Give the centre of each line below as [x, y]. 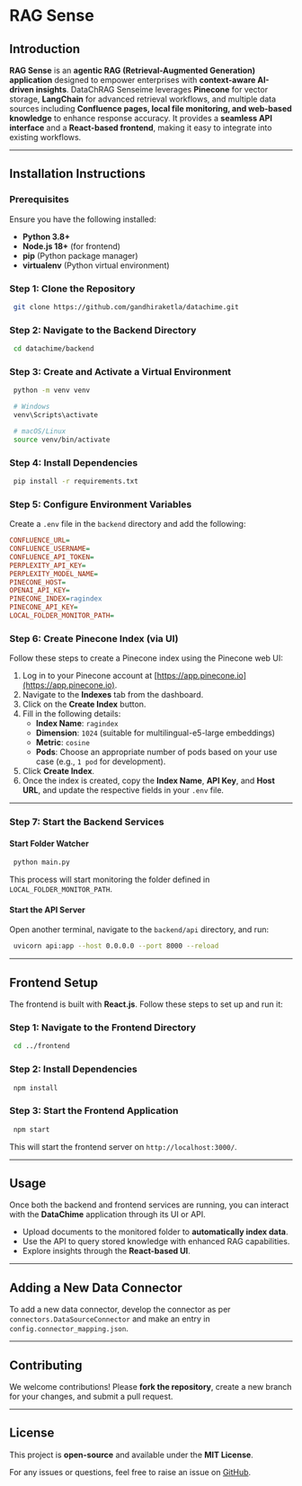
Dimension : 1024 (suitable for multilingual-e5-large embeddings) [155, 733]
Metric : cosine [62, 743]
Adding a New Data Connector [96, 1288]
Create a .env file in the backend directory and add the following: [128, 524]
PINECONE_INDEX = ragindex [56, 599]
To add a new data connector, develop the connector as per [120, 1310]
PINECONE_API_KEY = [44, 608]
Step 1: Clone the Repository [72, 289]
